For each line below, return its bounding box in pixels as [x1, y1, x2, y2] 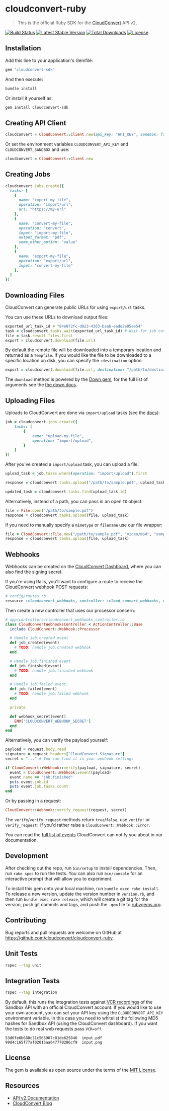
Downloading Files [5, 291, 64, 299]
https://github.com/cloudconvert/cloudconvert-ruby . [5, 934, 114, 941]
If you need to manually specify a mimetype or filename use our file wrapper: [5, 522, 162, 528]
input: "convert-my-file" [18, 263, 73, 268]
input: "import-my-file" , [18, 230, 73, 235]
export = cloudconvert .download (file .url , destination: [5, 367, 125, 372]
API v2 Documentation [12, 1095, 59, 1101]
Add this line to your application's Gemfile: [5, 57, 93, 63]
